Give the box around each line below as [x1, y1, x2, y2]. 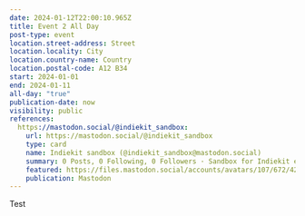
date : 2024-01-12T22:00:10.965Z [9, 13, 132, 23]
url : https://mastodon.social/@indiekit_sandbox [25, 132, 213, 141]
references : [9, 114, 54, 123]
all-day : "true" [9, 89, 71, 98]
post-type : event [9, 30, 75, 39]
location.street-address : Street [9, 38, 136, 48]
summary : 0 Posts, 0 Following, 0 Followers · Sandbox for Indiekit [25, 156, 290, 166]
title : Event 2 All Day [9, 22, 100, 31]
